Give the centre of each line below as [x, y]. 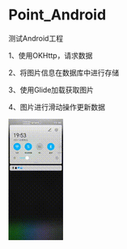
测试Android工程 [36, 38]
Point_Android [57, 15]
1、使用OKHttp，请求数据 [51, 55]
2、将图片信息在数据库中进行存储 [64, 72]
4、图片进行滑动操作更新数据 [57, 107]
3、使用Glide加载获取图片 [51, 90]
